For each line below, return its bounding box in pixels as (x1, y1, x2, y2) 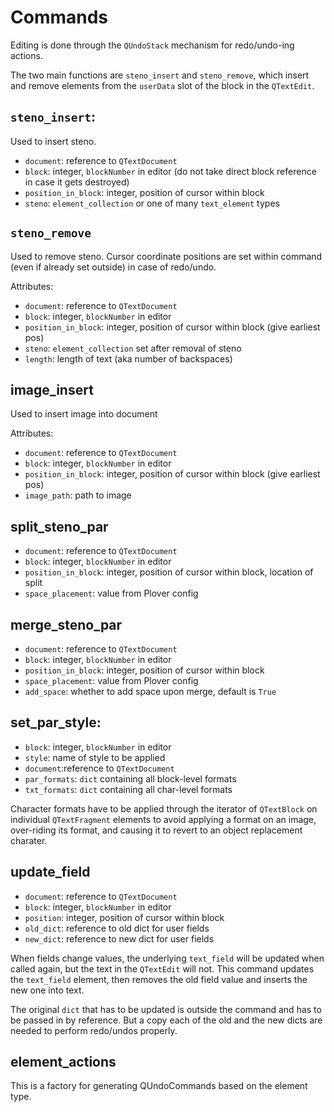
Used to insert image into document (10, 408, 158, 420)
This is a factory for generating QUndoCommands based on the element (10, 1080, 308, 1092)
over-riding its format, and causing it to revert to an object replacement (10, 824, 303, 836)
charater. (10, 834, 48, 846)
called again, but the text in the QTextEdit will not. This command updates (10, 962, 315, 975)
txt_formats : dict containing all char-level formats (24, 783, 233, 795)
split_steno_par (10, 518, 109, 535)
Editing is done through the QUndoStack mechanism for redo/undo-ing (10, 39, 295, 51)
